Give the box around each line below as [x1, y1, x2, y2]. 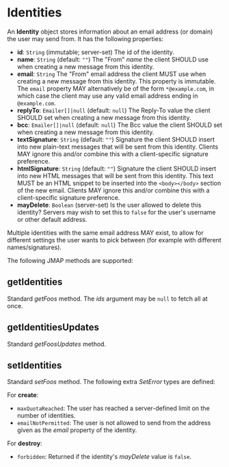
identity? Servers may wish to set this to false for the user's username [16, 207, 216, 216]
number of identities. [16, 412, 76, 420]
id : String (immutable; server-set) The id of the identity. [16, 48, 174, 56]
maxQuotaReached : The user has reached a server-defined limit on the [16, 404, 210, 412]
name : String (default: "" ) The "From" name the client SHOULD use [16, 55, 209, 63]
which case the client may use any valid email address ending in [16, 91, 198, 100]
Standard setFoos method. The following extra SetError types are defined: [7, 378, 215, 386]
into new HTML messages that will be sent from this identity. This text [16, 171, 214, 179]
